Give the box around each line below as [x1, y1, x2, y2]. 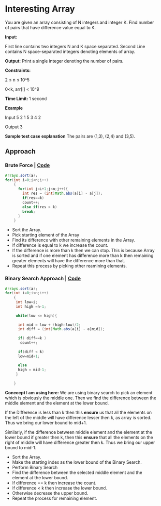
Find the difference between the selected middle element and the [12, 470, 143, 475]
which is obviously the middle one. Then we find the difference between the [5, 395, 157, 401]
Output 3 [5, 124, 23, 130]
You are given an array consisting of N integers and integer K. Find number [5, 19, 154, 25]
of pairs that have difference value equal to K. [5, 24, 96, 30]
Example [5, 105, 23, 111]
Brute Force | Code [5, 162, 50, 169]
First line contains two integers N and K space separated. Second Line [5, 43, 146, 49]
